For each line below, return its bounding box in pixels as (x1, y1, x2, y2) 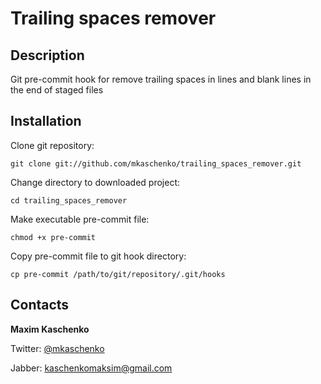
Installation (10, 113, 82, 130)
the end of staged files (10, 84, 104, 96)
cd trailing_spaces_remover (10, 195, 128, 206)
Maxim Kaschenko (10, 323, 90, 335)
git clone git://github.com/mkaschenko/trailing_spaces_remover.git (10, 158, 302, 169)
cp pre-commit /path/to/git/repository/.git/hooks (10, 269, 226, 279)
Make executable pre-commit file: (10, 213, 150, 225)
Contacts (10, 297, 70, 314)
